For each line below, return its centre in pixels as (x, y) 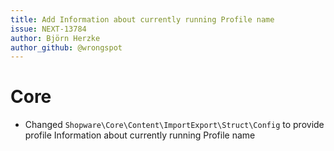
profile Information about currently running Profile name (140, 135)
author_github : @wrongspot (66, 47)
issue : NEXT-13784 (48, 29)
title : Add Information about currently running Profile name (142, 19)
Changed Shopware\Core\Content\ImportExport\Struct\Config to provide (174, 125)
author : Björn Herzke (55, 38)
